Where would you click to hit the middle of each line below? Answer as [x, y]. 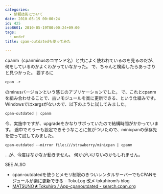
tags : [11, 32]
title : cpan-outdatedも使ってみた [38, 42]
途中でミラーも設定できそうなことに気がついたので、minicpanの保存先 [86, 129]
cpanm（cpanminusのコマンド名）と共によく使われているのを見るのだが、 [81, 60]
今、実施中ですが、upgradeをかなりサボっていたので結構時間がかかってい [80, 123]
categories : [17, 10]
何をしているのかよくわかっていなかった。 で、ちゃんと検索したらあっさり [80, 66]
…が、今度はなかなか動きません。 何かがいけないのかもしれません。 [74, 155]
